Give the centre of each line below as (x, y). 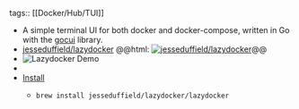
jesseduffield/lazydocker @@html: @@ (145, 49)
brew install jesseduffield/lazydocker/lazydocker (132, 96)
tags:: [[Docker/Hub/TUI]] (57, 13)
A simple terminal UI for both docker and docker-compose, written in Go (156, 30)
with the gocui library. (62, 40)
